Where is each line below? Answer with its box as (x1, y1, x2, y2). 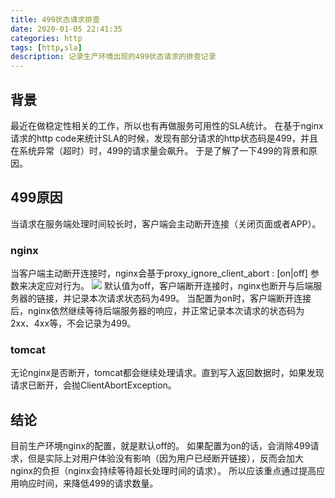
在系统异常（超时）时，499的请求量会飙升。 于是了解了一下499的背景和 (10, 144, 309, 156)
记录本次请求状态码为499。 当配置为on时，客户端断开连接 (71, 292, 312, 305)
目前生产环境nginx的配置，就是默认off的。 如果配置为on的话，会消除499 (10, 440, 311, 452)
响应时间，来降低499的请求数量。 (18, 477, 159, 490)
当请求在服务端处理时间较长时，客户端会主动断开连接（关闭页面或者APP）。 (10, 217, 322, 230)
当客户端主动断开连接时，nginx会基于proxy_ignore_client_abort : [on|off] (10, 267, 308, 280)
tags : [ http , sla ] (10, 42, 83, 53)
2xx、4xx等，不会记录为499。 (10, 317, 137, 330)
